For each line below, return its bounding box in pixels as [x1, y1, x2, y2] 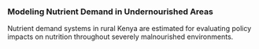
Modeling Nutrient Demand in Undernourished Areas [7, 6, 213, 17]
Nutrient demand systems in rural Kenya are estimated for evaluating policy [7, 24, 252, 33]
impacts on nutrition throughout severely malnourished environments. [7, 32, 234, 41]
